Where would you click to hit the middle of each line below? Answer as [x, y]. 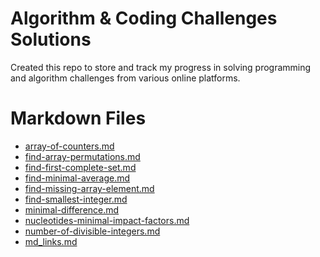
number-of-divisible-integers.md [92, 231]
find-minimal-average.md [77, 178]
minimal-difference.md [72, 209]
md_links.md [51, 241]
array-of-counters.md [69, 146]
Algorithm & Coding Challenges [144, 18]
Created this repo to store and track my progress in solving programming [161, 67]
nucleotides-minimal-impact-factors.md [107, 220]
